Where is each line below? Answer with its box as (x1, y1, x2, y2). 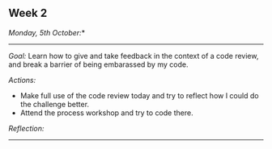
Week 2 (8, 6, 48, 20)
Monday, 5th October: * (8, 27, 86, 37)
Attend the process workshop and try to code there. (19, 108, 193, 118)
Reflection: (8, 123, 45, 133)
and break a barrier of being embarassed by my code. (8, 60, 189, 69)
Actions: (8, 75, 36, 85)
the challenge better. (19, 99, 90, 109)
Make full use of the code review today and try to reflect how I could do (19, 90, 259, 100)
